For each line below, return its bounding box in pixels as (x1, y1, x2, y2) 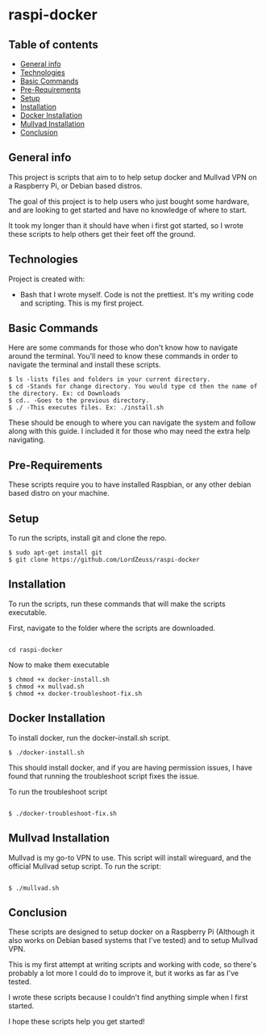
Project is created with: (8, 274, 85, 284)
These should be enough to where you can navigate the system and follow (8, 417, 256, 428)
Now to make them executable (8, 659, 110, 670)
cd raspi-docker (8, 646, 63, 654)
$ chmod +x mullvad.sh (8, 683, 85, 691)
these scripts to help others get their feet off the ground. (8, 229, 196, 239)
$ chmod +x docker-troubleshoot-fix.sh (8, 689, 143, 698)
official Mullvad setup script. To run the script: (8, 861, 161, 871)
